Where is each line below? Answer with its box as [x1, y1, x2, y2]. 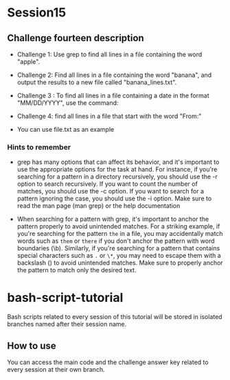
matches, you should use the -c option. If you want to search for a [16, 187, 205, 195]
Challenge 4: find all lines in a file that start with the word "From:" [16, 112, 202, 120]
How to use [7, 340, 56, 351]
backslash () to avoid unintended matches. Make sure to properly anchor [16, 259, 223, 267]
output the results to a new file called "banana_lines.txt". [16, 78, 177, 86]
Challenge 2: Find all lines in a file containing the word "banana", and [16, 71, 212, 79]
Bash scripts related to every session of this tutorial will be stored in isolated [7, 313, 222, 321]
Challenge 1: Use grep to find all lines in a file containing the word [16, 50, 203, 58]
